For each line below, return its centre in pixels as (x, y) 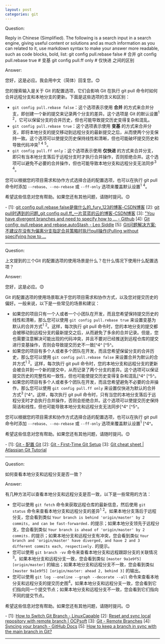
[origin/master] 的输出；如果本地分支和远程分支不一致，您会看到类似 (83, 565)
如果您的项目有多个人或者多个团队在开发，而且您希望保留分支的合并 (81, 351)
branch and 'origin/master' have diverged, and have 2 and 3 (76, 541)
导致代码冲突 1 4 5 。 (31, 144)
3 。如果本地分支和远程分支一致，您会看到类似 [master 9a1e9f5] (77, 558)
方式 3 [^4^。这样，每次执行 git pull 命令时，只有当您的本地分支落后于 (82, 394)
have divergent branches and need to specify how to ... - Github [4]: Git (77, 219)
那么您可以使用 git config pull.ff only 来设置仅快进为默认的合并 (88, 388)
